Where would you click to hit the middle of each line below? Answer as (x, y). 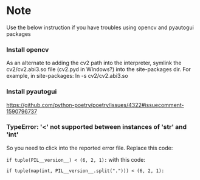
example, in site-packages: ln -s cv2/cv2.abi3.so (67, 76)
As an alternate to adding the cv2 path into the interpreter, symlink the (94, 63)
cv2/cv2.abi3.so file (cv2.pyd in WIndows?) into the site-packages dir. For (99, 69)
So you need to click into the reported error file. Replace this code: (90, 148)
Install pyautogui (32, 92)
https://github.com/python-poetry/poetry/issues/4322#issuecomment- (95, 105)
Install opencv (28, 49)
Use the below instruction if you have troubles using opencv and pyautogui (100, 27)
